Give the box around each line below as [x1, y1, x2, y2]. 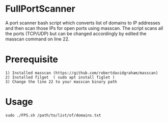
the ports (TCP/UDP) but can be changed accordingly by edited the [5, 30, 147, 36]
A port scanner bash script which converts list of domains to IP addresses [5, 20, 160, 26]
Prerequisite [5, 54, 59, 65]
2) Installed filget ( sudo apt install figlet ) [5, 74, 115, 80]
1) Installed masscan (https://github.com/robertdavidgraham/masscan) [5, 70, 158, 75]
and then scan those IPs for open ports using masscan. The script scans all [5, 25, 163, 31]
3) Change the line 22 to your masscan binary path [5, 79, 117, 84]
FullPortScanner [5, 3, 75, 15]
